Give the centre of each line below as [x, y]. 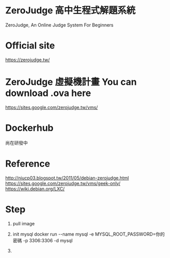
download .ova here [48, 93]
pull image [23, 223]
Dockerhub [29, 128]
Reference [28, 163]
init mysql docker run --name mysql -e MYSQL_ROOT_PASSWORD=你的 [89, 234]
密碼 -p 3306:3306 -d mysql [43, 240]
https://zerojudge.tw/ [28, 60]
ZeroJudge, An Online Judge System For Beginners [59, 25]
